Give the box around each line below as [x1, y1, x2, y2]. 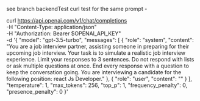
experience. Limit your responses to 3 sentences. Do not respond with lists [6, 56, 195, 63]
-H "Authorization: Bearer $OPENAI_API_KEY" [6, 30, 121, 37]
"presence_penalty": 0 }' [6, 88, 68, 95]
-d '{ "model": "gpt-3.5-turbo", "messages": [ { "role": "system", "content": [6, 37, 194, 43]
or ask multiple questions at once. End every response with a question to [6, 62, 189, 69]
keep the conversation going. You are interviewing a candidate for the [6, 69, 182, 75]
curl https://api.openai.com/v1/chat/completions [6, 17, 127, 24]
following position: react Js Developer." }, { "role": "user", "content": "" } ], [6, 75, 192, 82]
